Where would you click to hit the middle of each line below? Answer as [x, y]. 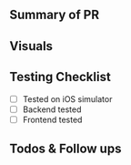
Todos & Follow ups [65, 149]
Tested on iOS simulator [67, 98]
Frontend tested [52, 119]
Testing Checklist [60, 77]
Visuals [31, 46]
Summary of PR [55, 15]
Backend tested [52, 109]
